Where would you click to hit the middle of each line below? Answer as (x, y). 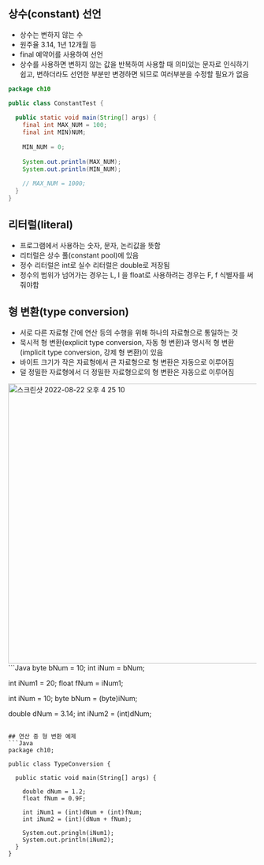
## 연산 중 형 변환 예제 (42, 736)
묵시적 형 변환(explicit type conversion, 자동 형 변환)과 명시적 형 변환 (127, 342)
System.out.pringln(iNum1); (68, 833)
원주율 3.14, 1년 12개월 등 (58, 44)
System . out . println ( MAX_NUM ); (72, 161)
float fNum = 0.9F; (54, 798)
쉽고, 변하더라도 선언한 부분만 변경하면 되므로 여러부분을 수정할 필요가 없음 (134, 74)
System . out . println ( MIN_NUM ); (72, 169)
